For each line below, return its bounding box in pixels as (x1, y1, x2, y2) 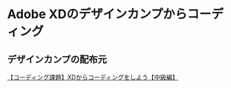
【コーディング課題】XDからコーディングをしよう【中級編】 (7, 73, 178, 81)
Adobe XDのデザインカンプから (7, 6, 188, 22)
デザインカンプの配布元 (7, 53, 107, 65)
